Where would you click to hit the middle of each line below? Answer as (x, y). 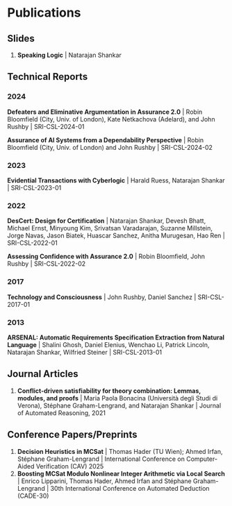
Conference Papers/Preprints (72, 435)
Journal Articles (43, 374)
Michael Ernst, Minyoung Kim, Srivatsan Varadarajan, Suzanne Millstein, (110, 228)
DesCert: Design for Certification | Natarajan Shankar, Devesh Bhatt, (107, 221)
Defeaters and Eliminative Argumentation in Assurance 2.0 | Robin (105, 112)
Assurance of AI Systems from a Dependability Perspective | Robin (106, 140)
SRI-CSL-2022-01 (32, 243)
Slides (21, 39)
